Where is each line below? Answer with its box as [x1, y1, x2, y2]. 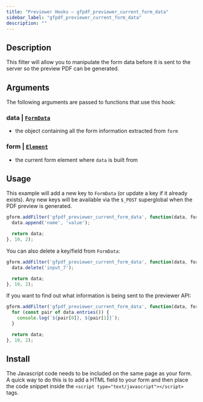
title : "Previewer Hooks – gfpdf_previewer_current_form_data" [6, 8, 169, 15]
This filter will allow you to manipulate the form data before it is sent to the [6, 59, 191, 66]
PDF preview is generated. [6, 203, 72, 210]
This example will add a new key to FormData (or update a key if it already [6, 190, 188, 197]
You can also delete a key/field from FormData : [6, 247, 121, 254]
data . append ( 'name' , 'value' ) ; [11, 220, 91, 226]
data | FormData [6, 113, 51, 122]
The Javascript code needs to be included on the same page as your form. [6, 370, 192, 377]
